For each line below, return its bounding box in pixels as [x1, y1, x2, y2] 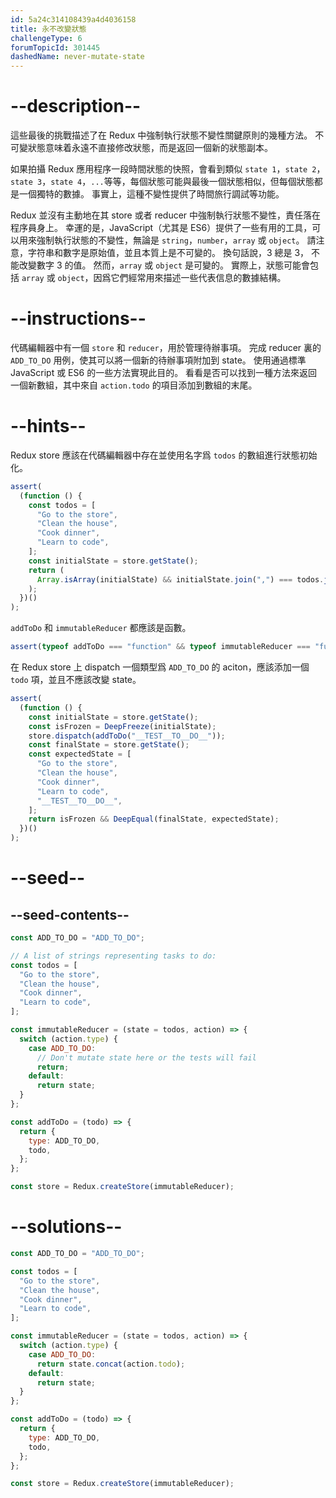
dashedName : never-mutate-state [10, 52, 145, 62]
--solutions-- [10, 1216, 123, 1238]
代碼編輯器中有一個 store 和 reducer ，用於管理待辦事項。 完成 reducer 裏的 [10, 342, 322, 353]
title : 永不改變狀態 [10, 24, 87, 34]
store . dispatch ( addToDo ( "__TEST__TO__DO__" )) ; [28, 731, 226, 741]
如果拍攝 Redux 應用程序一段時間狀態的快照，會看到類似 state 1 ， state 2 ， [10, 163, 326, 175]
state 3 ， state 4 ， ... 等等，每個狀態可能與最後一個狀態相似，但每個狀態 [10, 176, 315, 188]
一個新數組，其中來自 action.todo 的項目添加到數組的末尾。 [10, 379, 258, 391]
